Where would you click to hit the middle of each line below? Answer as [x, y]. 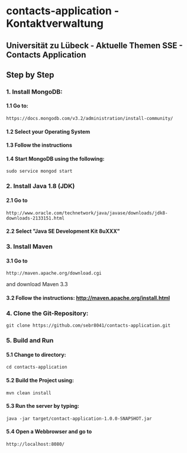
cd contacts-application [37, 367]
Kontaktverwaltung [55, 23]
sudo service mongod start [39, 171]
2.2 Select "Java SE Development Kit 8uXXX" [63, 231]
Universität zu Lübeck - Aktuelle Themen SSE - [94, 45]
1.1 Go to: [17, 106]
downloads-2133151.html [36, 218]
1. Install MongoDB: [35, 91]
